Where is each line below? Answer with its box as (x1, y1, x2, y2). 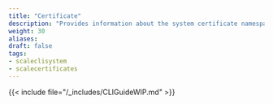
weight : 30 (8, 27, 45, 35)
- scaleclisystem (8, 58, 67, 66)
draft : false (8, 42, 53, 50)
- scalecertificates (8, 65, 79, 73)
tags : (8, 50, 27, 58)
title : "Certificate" (8, 11, 82, 20)
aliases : (8, 34, 38, 43)
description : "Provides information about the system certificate (8, 19, 238, 28)
